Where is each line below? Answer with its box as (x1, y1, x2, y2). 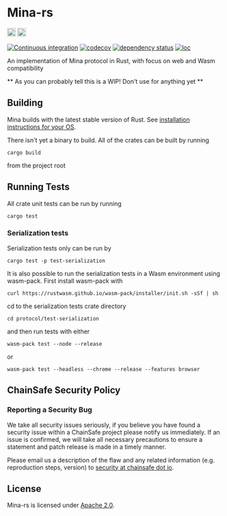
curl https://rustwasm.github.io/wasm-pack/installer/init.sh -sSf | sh (7, 290, 219, 296)
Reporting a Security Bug (7, 405, 92, 414)
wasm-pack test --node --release (7, 340, 103, 347)
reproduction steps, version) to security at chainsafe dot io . (7, 463, 174, 471)
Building (7, 97, 43, 109)
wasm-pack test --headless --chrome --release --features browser (7, 366, 200, 373)
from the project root (7, 161, 66, 169)
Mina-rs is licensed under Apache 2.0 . (7, 501, 115, 509)
